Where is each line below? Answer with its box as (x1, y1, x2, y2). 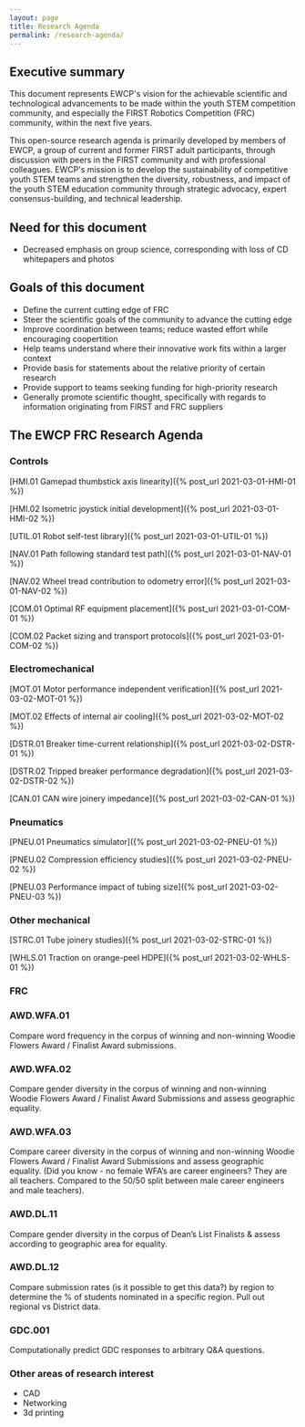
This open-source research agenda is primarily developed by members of (9, 135, 287, 146)
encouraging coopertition (22, 333, 118, 344)
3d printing (22, 1407, 65, 1419)
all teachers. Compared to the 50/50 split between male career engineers (9, 1175, 285, 1186)
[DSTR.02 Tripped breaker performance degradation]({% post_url (9, 766, 256, 776)
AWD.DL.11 (9, 1208, 57, 1221)
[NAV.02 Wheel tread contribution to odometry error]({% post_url (9, 576, 254, 587)
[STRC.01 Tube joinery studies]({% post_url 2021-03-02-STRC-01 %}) (9, 934, 273, 945)
